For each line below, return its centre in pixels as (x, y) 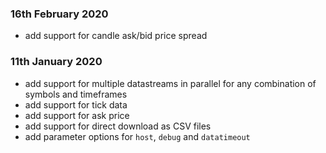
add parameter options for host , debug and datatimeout (137, 136)
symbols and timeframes (76, 94)
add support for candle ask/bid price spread (116, 36)
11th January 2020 (56, 62)
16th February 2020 (59, 14)
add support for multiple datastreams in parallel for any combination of (170, 83)
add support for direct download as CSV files (118, 126)
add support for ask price (77, 115)
